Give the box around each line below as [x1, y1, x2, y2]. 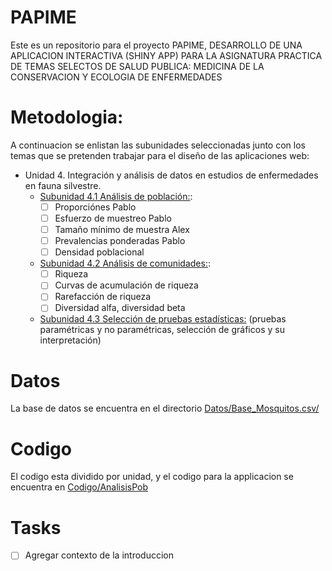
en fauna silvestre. [24, 179, 102, 191]
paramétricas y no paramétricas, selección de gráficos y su [39, 324, 285, 336]
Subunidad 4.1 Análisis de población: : [39, 190, 193, 202]
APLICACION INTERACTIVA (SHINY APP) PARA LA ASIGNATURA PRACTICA [10, 49, 323, 61]
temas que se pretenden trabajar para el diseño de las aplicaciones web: [10, 149, 310, 161]
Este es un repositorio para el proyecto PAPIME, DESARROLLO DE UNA [10, 39, 303, 51]
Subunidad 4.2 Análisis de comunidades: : [39, 257, 211, 270]
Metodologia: [10, 106, 124, 129]
